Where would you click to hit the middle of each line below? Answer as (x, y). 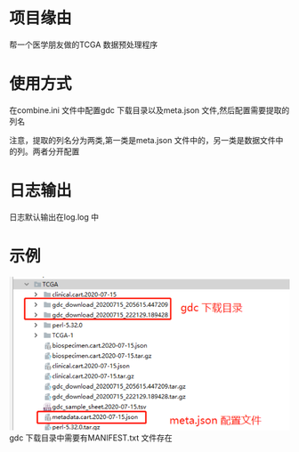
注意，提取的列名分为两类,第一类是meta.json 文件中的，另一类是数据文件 (142, 140)
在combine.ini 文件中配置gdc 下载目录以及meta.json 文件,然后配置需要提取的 (149, 110)
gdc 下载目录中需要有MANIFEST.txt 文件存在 (91, 438)
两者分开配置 (56, 151)
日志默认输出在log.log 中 (54, 217)
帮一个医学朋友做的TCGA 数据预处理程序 (84, 44)
